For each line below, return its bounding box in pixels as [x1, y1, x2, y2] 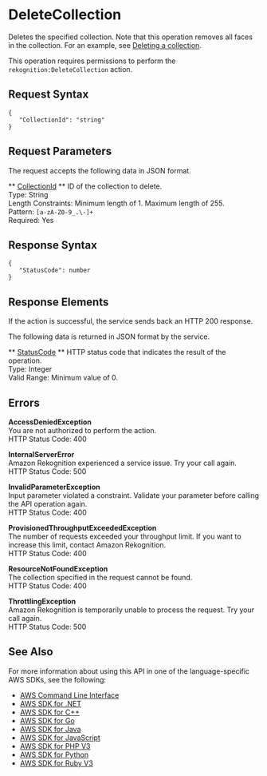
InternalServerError [8, 450, 75, 459]
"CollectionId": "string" [18, 116, 105, 124]
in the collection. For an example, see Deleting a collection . [8, 40, 202, 50]
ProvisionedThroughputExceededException [8, 523, 157, 532]
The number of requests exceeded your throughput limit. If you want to [8, 531, 241, 541]
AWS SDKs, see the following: [8, 675, 106, 684]
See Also [8, 645, 53, 659]
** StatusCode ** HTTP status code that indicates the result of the [8, 348, 226, 357]
